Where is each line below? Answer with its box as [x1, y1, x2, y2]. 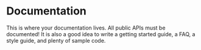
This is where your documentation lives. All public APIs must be [6, 24, 166, 31]
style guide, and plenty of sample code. [6, 37, 106, 44]
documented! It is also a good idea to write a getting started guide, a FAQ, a [6, 30, 196, 37]
